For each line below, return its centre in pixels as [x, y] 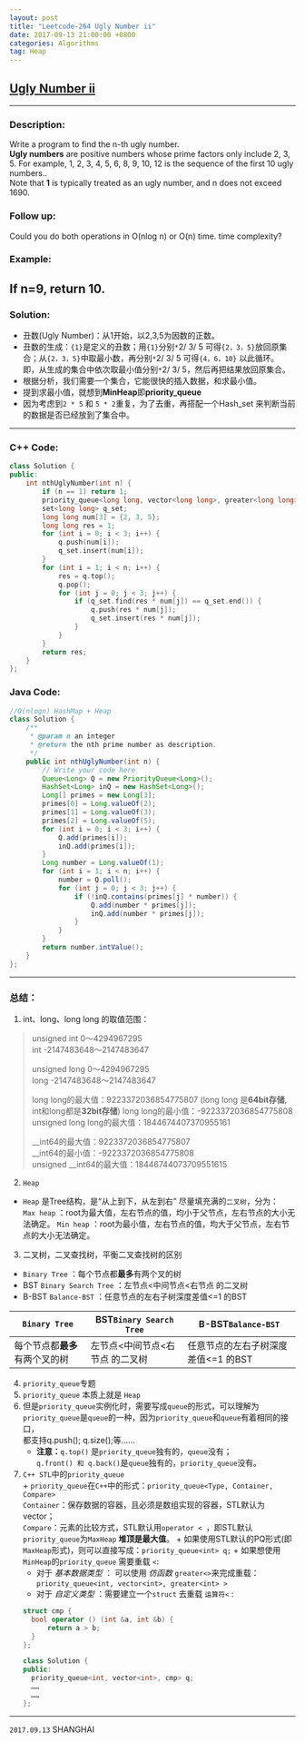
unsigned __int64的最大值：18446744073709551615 [129, 1165]
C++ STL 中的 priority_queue [74, 1474]
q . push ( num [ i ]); [89, 542]
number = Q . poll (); [94, 880]
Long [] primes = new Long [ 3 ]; [99, 795]
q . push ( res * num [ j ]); [133, 610]
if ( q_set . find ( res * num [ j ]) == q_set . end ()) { [168, 601]
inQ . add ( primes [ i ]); [97, 846]
